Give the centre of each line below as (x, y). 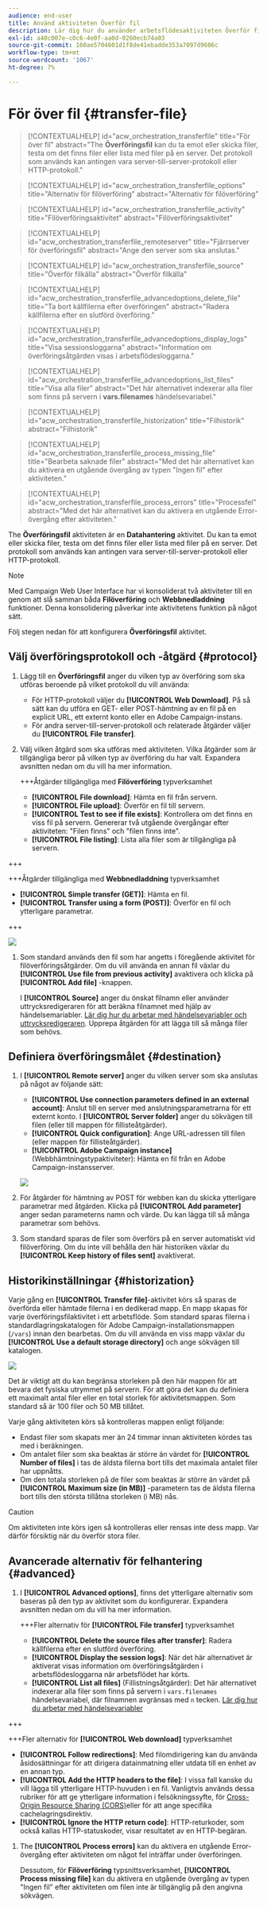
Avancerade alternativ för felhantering (105, 1561)
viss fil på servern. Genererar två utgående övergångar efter (130, 822)
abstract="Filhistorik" (62, 429)
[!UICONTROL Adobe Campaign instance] (102, 1150)
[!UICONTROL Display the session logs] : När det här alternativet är (142, 1657)
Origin (30, 1805)
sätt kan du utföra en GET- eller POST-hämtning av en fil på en (134, 708)
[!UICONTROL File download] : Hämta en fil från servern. (124, 797)
